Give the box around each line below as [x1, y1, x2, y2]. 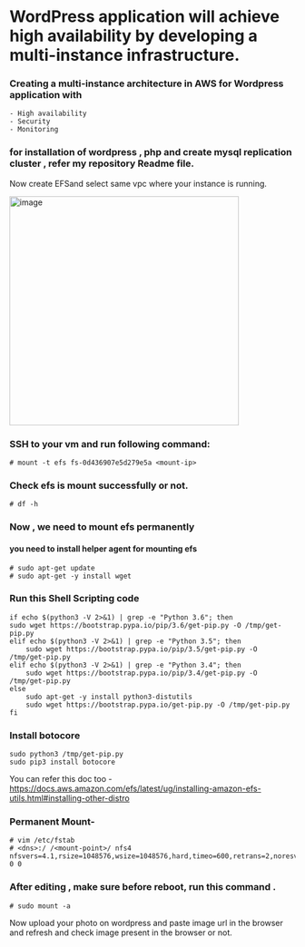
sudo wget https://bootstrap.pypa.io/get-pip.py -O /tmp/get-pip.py [25, 700, 290, 709]
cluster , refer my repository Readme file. [9, 157, 195, 170]
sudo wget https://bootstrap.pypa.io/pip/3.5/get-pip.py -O [25, 644, 258, 654]
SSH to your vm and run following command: [9, 437, 211, 450]
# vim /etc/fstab [9, 836, 75, 845]
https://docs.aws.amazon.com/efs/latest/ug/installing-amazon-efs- [9, 783, 261, 795]
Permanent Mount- [9, 815, 95, 828]
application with [9, 89, 83, 102]
